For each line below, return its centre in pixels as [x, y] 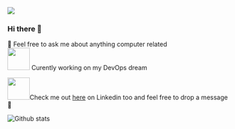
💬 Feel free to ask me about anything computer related [87, 44]
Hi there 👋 [25, 28]
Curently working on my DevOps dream [89, 68]
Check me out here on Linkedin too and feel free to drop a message [129, 97]
